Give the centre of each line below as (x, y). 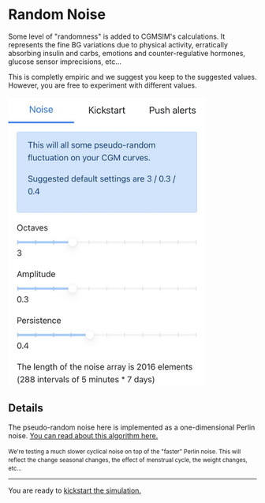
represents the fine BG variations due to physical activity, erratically (118, 44)
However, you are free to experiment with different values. (103, 85)
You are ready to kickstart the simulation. (75, 490)
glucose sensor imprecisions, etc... (65, 62)
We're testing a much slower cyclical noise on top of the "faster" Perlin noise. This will (125, 452)
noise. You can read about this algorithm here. (83, 435)
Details (26, 408)
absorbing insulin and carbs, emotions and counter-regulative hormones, (127, 53)
